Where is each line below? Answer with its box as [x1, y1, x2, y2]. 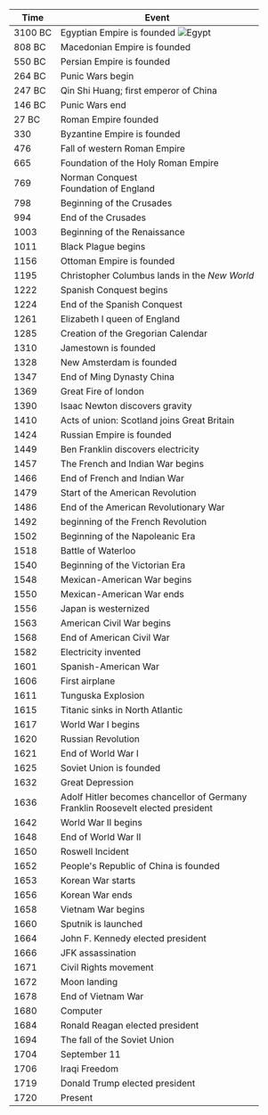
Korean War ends [60, 889, 133, 901]
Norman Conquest [60, 171, 138, 184]
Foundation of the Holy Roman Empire [60, 157, 220, 168]
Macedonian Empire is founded [60, 41, 191, 53]
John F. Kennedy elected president [60, 932, 207, 944]
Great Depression [60, 776, 134, 788]
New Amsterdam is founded [60, 357, 177, 368]
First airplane [60, 675, 116, 687]
